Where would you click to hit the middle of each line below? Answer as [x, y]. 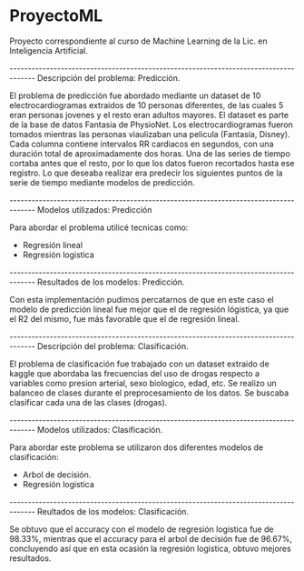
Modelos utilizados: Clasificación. [100, 429]
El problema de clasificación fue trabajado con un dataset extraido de [139, 364]
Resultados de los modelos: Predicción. [111, 282]
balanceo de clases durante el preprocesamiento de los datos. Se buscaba [149, 393]
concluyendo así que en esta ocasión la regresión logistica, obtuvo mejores [151, 548]
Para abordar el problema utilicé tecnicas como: [99, 227]
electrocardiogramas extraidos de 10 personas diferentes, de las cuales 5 [147, 105]
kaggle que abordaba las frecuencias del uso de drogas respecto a [135, 373]
